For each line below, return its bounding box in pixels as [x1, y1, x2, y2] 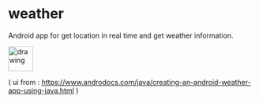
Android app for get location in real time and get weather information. [8, 31, 234, 40]
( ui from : [8, 77, 40, 86]
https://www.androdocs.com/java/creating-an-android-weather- [41, 77, 251, 86]
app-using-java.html [8, 86, 75, 95]
